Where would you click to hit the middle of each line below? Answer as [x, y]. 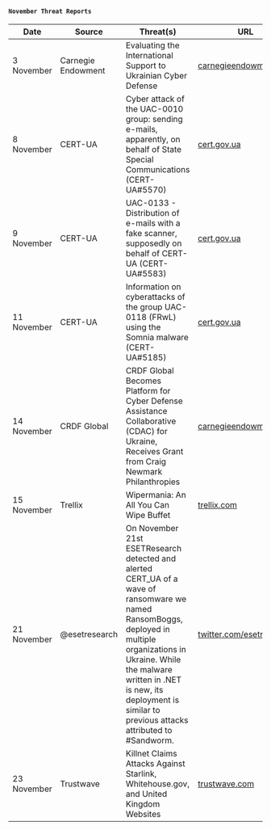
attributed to [149, 731]
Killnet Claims [151, 754]
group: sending [154, 120]
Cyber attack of [155, 99]
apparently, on [153, 140]
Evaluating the [152, 45]
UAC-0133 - [151, 203]
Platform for [148, 391]
